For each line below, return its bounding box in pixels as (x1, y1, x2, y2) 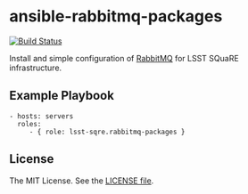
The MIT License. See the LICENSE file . (9, 175, 154, 186)
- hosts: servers (9, 111, 74, 121)
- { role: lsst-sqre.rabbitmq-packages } (29, 127, 186, 136)
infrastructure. (9, 62, 62, 73)
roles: (17, 119, 42, 128)
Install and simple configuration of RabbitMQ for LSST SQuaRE (9, 53, 239, 63)
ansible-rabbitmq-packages (9, 6, 223, 27)
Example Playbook (9, 88, 114, 103)
